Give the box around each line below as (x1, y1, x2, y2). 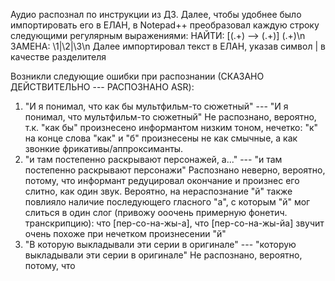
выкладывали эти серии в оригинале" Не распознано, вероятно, (24, 249, 303, 261)
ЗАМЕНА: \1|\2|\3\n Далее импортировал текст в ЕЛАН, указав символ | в (10, 40, 326, 52)
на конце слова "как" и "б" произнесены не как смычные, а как (24, 132, 298, 144)
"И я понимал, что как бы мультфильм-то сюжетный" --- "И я (24, 100, 289, 112)
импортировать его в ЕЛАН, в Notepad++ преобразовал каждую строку (10, 19, 320, 31)
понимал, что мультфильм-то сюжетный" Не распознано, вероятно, (24, 111, 317, 123)
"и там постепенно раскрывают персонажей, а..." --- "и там (24, 154, 283, 165)
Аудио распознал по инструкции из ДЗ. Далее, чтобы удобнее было (10, 9, 302, 20)
